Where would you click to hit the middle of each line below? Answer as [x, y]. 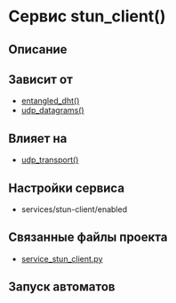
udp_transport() [50, 160]
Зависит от [40, 79]
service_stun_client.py [62, 258]
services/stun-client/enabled [74, 209]
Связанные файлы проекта [88, 237]
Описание [38, 49]
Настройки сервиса [67, 188]
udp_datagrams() [53, 111]
